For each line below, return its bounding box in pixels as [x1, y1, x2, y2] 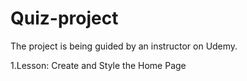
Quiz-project [10, 7, 119, 30]
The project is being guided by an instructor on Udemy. [10, 40, 238, 52]
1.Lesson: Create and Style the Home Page [10, 59, 187, 71]
